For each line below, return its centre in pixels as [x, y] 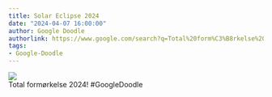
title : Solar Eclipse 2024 [54, 16]
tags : [17, 46]
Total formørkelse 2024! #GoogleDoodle [76, 84]
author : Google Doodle [47, 31]
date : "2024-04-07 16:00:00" [57, 23]
